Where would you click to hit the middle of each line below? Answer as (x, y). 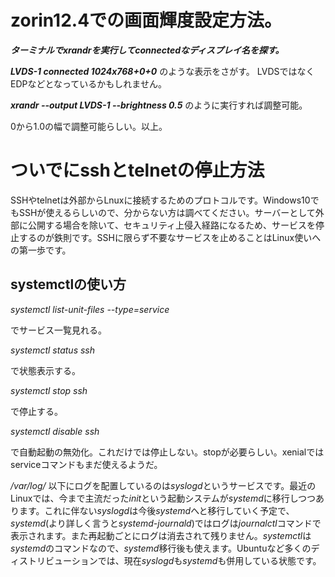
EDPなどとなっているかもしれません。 (88, 83)
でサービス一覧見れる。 (58, 330)
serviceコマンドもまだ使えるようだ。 (86, 464)
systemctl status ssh (53, 350)
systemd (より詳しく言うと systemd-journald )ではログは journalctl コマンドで (166, 523)
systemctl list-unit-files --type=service (90, 309)
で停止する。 (36, 411)
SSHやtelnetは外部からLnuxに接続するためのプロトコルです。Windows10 (160, 200)
